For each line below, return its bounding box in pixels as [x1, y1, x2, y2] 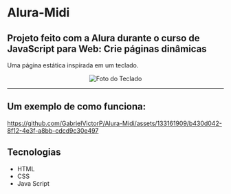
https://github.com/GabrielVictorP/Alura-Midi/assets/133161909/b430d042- [7, 119, 222, 127]
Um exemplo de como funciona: [7, 101, 146, 113]
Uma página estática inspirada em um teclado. [7, 61, 139, 69]
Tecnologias [7, 147, 61, 158]
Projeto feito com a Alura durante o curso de [7, 32, 200, 44]
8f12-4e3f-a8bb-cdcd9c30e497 [7, 126, 99, 135]
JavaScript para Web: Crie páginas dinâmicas [7, 43, 208, 54]
